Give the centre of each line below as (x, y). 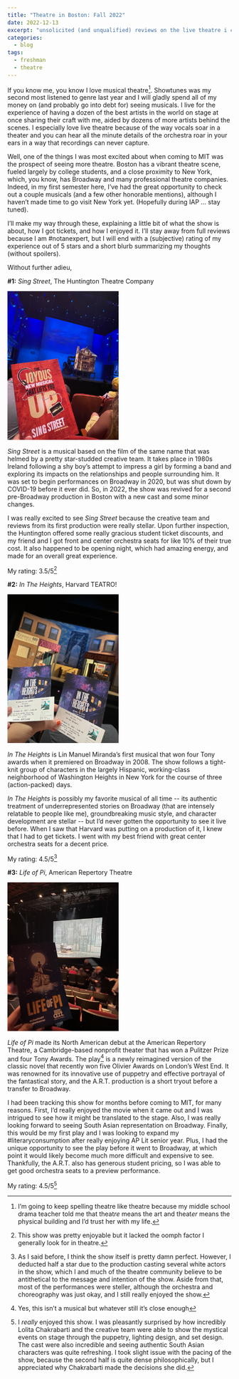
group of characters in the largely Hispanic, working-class (105, 769)
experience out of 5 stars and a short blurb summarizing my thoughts (109, 246)
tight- (218, 761)
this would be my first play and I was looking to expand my (93, 1133)
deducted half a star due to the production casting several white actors (122, 1264)
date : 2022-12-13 (33, 22)
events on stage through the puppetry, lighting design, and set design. (121, 1337)
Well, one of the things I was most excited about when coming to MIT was (116, 157)
